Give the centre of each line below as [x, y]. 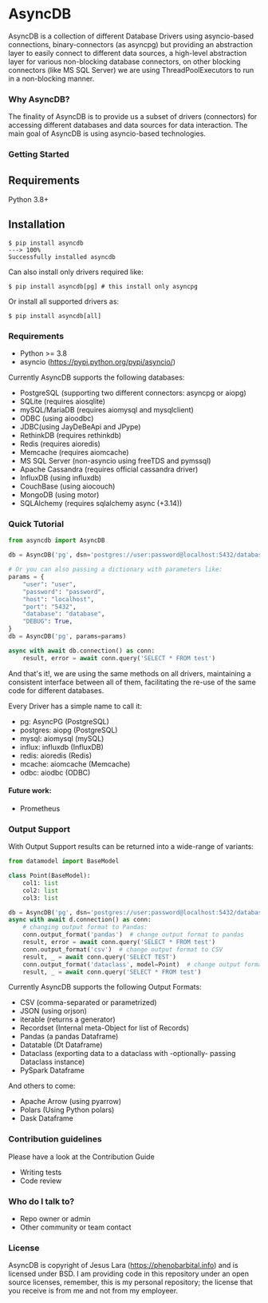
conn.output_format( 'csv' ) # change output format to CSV [123, 949]
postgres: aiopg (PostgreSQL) [69, 730]
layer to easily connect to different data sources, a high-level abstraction [128, 53]
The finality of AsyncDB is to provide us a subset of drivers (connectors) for [133, 117]
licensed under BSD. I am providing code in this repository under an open [129, 1274]
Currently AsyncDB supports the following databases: [97, 377]
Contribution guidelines [55, 1139]
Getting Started [39, 154]
